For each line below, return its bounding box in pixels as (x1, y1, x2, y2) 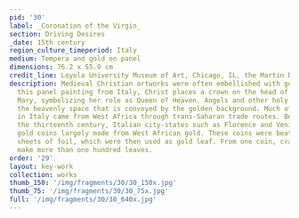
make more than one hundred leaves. (17, 145, 153, 154)
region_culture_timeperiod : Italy (9, 46, 138, 55)
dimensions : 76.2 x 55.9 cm (9, 63, 114, 72)
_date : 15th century (9, 37, 86, 47)
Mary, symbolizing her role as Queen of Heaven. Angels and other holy (17, 95, 289, 105)
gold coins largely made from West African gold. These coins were (17, 129, 273, 138)
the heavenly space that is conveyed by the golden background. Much (17, 104, 280, 113)
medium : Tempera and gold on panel (9, 54, 141, 63)
